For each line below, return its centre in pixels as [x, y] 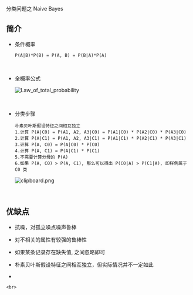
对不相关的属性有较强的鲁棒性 [50, 239]
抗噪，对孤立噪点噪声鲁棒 [45, 227]
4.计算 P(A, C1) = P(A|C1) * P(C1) [57, 151]
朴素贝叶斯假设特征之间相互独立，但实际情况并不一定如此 [84, 264]
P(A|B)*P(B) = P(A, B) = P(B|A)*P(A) [61, 55]
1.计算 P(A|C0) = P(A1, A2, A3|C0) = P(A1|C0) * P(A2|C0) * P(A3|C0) [100, 132]
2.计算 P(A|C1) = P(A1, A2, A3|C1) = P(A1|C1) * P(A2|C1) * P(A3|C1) [100, 138]
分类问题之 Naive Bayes [35, 9]
